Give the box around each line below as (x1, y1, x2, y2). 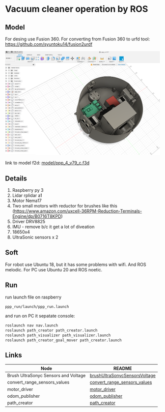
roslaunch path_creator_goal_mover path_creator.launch (5, 338, 122, 343)
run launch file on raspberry (5, 294, 62, 300)
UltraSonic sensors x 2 (12, 234, 58, 240)
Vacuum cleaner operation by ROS (5, 3, 148, 15)
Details (5, 174, 27, 182)
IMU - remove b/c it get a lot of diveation (12, 224, 95, 230)
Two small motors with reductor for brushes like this (12, 203, 118, 208)
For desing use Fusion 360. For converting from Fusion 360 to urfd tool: (5, 36, 150, 42)
